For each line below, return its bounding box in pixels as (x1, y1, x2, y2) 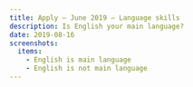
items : (17, 47, 43, 56)
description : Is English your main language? (9, 22, 184, 31)
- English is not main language (25, 64, 148, 73)
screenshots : (9, 38, 59, 48)
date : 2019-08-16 (9, 30, 75, 39)
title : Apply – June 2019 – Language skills (9, 13, 180, 23)
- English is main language (25, 55, 131, 64)
